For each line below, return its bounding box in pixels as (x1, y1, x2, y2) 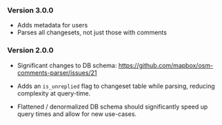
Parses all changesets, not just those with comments (17, 28, 168, 36)
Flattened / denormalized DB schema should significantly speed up (17, 102, 208, 111)
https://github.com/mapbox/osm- (118, 61, 214, 69)
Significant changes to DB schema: (17, 61, 117, 69)
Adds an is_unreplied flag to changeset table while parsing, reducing (17, 82, 215, 90)
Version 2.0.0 (7, 45, 54, 55)
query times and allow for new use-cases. (17, 109, 137, 118)
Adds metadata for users (17, 21, 88, 30)
